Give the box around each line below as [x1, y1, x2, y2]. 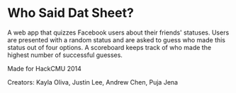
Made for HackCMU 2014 [7, 64, 82, 73]
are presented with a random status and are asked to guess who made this [7, 35, 225, 44]
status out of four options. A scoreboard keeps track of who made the [7, 43, 211, 51]
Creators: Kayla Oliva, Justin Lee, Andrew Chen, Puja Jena [7, 77, 179, 86]
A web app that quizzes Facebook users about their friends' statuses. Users [7, 28, 230, 37]
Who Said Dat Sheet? [7, 5, 135, 21]
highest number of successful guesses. [7, 51, 123, 59]
